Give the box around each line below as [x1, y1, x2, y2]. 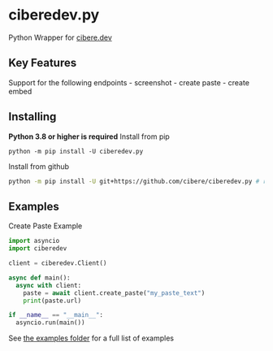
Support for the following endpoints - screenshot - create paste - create [8, 77, 250, 87]
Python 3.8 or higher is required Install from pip [8, 132, 171, 141]
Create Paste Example [8, 221, 83, 231]
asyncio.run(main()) [15, 318, 85, 327]
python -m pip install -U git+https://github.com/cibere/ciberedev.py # [8, 177, 260, 185]
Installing [8, 110, 57, 123]
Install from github [8, 161, 70, 171]
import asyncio [8, 237, 60, 245]
